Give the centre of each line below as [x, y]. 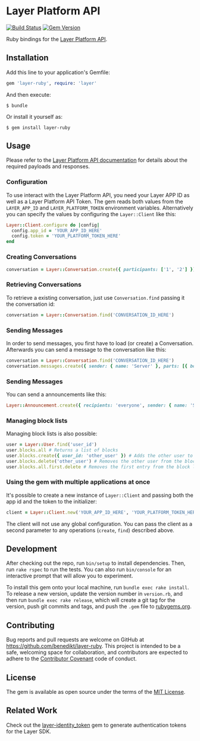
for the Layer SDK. [29, 731]
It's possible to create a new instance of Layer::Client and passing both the [100, 495]
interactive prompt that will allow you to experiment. [70, 576]
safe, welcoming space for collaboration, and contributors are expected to [97, 653]
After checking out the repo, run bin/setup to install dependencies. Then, [96, 563]
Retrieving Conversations [44, 285]
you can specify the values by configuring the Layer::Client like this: [91, 214]
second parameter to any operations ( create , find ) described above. [90, 530]
